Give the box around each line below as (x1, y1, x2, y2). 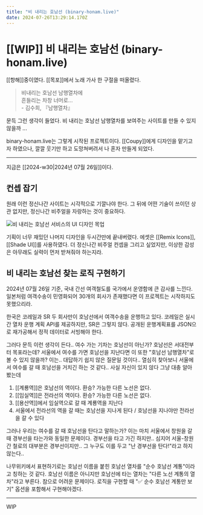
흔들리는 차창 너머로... (21, 97, 73, 104)
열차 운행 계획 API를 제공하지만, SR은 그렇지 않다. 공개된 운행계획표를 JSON (12, 321, 192, 328)
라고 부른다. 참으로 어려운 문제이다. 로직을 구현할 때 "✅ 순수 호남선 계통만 (13, 478, 186, 485)
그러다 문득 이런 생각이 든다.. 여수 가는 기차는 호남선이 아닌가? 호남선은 (6, 341, 173, 348)
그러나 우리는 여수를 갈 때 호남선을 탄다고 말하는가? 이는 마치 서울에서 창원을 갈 (6, 427, 193, 435)
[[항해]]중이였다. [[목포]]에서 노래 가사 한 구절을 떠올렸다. (6, 76, 141, 83)
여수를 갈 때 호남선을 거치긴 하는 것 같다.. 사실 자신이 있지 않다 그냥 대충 (12, 364, 181, 371)
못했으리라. (6, 300, 33, 308)
